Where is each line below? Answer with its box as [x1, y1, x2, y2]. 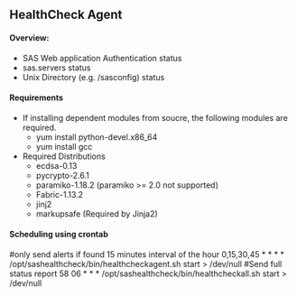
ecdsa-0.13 [35, 160, 78, 171]
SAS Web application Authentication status [22, 52, 182, 63]
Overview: [9, 32, 50, 43]
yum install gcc [35, 141, 93, 152]
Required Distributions [22, 151, 106, 162]
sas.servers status [22, 62, 92, 73]
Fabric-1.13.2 [35, 189, 84, 199]
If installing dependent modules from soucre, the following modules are [22, 112, 289, 123]
